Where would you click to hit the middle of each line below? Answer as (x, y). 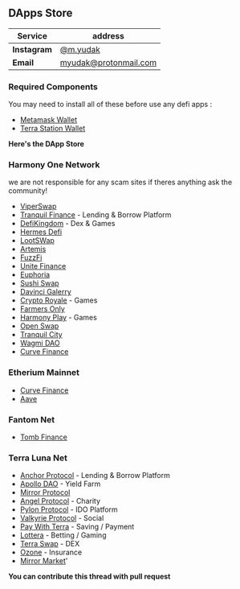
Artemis (33, 249)
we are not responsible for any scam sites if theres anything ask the (120, 182)
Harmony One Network (54, 165)
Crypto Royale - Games (59, 300)
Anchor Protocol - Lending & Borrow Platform (95, 476)
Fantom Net (31, 419)
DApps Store (41, 13)
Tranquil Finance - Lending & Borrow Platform (96, 215)
